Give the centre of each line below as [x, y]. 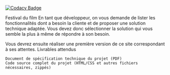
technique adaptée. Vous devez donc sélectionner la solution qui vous [79, 29]
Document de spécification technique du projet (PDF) [64, 59]
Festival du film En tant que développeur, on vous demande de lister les [80, 18]
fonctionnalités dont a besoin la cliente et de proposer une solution [76, 23]
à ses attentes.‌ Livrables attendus [41, 49]
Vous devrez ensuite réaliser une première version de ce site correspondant [85, 44]
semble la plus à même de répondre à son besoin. [58, 34]
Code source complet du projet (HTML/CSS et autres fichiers [72, 63]
